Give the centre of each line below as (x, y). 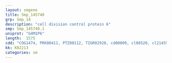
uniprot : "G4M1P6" (25, 34)
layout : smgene (21, 10)
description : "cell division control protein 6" (58, 24)
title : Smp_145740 (25, 15)
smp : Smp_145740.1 (25, 29)
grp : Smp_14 (18, 19)
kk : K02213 (17, 48)
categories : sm (21, 52)
